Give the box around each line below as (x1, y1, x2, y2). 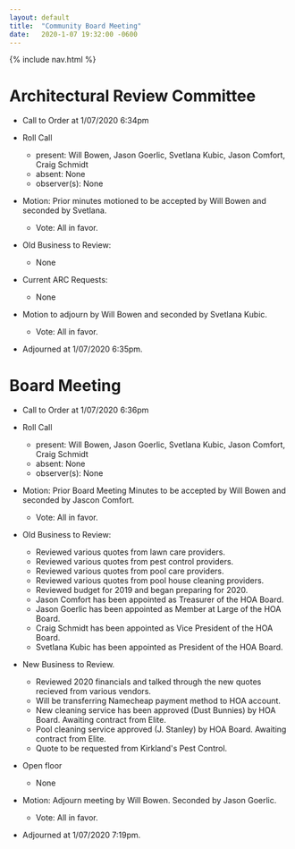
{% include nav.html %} (9, 55, 97, 65)
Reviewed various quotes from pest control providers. (35, 556, 234, 567)
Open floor (21, 760, 63, 771)
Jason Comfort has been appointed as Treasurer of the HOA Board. (35, 594, 284, 605)
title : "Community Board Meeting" (9, 21, 142, 30)
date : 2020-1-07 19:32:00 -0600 (9, 30, 139, 38)
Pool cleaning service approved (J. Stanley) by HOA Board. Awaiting (35, 724, 287, 734)
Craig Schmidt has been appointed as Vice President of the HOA (35, 623, 274, 633)
